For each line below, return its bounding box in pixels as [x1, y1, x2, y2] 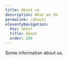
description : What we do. [5, 12, 60, 17]
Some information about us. [5, 49, 63, 56]
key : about [10, 26, 33, 32]
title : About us [5, 7, 40, 13]
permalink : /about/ [5, 17, 47, 22]
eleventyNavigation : [5, 21, 49, 27]
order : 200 [10, 36, 33, 41]
